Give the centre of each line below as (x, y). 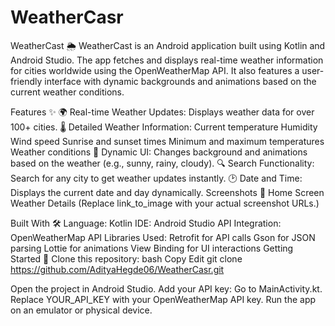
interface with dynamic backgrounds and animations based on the (180, 81)
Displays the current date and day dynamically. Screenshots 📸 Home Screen (167, 192)
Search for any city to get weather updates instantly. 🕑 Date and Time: (156, 178)
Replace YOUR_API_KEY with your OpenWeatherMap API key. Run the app (163, 299)
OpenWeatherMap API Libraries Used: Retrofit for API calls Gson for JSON (163, 237)
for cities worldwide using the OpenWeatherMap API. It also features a (155, 70)
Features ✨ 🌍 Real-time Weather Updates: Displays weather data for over (162, 112)
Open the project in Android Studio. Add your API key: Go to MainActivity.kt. (166, 288)
